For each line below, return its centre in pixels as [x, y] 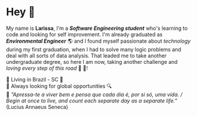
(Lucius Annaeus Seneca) [37, 107]
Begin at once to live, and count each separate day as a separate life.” [92, 100]
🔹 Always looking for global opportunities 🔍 [59, 86]
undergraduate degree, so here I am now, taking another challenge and [92, 62]
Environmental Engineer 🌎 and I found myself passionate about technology [98, 41]
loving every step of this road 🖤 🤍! [47, 68]
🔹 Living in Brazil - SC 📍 [35, 79]
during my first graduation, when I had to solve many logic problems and [94, 49]
